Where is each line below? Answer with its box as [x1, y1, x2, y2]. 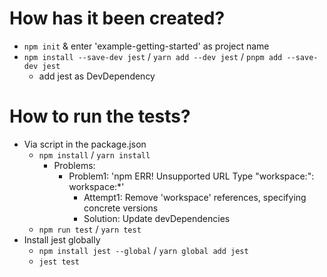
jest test [38, 257, 81, 267]
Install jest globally [23, 233, 101, 246]
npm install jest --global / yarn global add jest [38, 244, 249, 256]
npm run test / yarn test [38, 223, 142, 235]
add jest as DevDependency [38, 70, 156, 82]
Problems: [53, 159, 96, 171]
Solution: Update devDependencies [83, 212, 231, 224]
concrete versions [83, 202, 159, 214]
